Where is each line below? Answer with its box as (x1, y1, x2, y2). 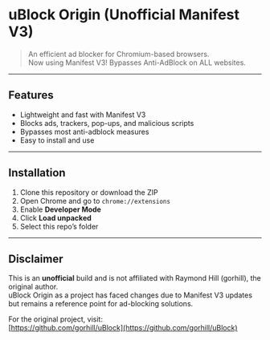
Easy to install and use (19, 135, 95, 145)
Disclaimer (8, 252, 63, 265)
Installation (8, 166, 66, 180)
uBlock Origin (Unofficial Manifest (8, 6, 239, 24)
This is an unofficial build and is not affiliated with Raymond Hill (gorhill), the (8, 273, 261, 283)
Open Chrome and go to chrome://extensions (19, 196, 171, 205)
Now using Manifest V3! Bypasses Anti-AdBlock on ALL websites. (27, 58, 247, 67)
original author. (8, 282, 59, 292)
